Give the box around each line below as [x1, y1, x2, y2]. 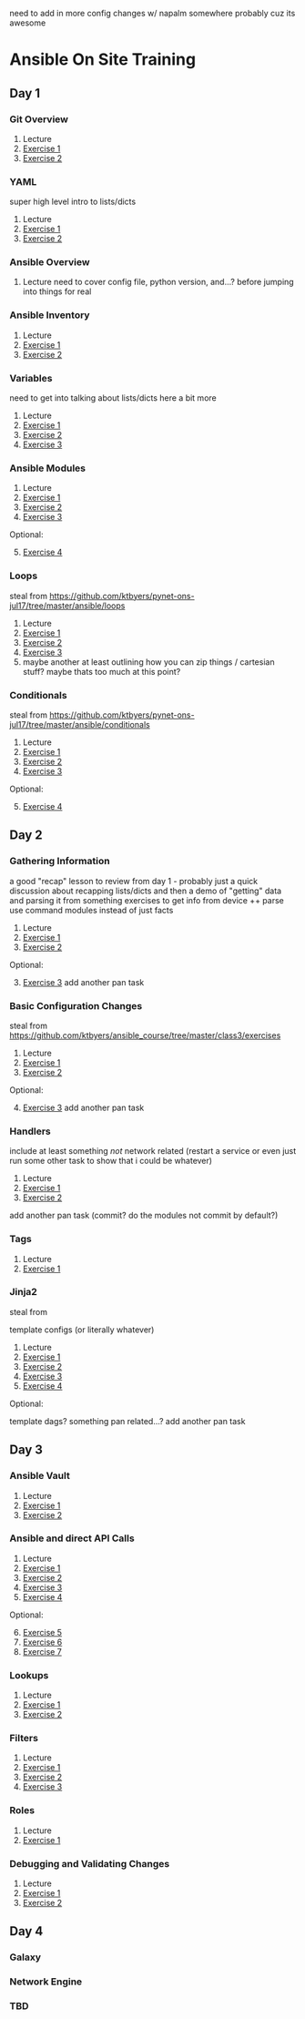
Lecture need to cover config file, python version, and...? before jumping [22, 277, 294, 288]
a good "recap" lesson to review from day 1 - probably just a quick [9, 875, 258, 886]
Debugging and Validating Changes [9, 1857, 170, 1870]
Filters [9, 1732, 39, 1745]
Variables [9, 372, 53, 384]
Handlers [9, 1125, 52, 1137]
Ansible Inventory [9, 309, 90, 321]
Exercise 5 [22, 1626, 62, 1637]
